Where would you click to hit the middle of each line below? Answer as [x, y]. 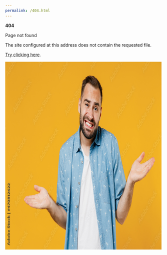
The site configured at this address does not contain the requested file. [78, 45]
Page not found [21, 35]
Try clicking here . [23, 55]
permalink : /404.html [28, 11]
